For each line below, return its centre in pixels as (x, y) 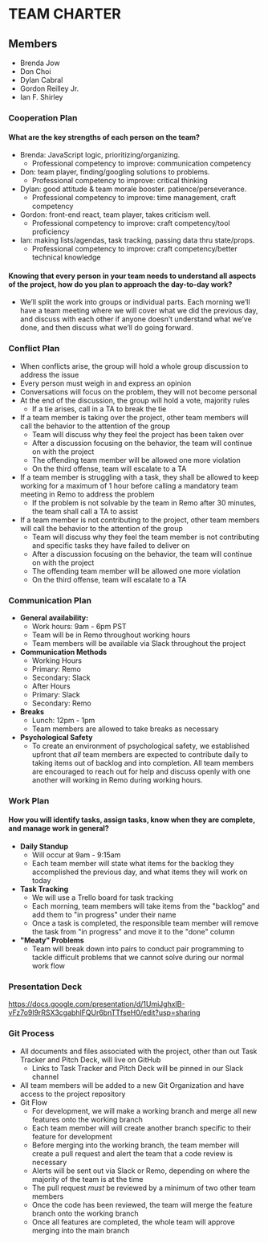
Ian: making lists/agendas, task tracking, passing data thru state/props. (137, 240)
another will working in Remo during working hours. (117, 779)
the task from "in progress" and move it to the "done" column (133, 932)
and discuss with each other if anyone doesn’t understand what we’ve (136, 319)
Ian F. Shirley (41, 97)
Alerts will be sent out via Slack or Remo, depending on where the (141, 1171)
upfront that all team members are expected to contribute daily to (140, 754)
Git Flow (34, 1102)
